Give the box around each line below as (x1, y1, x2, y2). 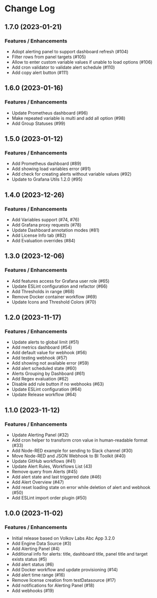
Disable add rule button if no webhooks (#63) (11, 381, 104, 387)
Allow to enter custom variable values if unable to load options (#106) (11, 59, 153, 65)
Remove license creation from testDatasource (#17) (11, 577, 116, 583)
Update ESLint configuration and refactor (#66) (11, 283, 108, 289)
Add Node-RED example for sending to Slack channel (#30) (11, 448, 133, 453)
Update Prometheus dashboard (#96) (11, 110, 88, 116)
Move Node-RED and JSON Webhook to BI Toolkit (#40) (11, 453, 126, 459)
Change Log (4, 3, 55, 14)
